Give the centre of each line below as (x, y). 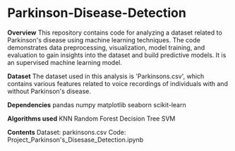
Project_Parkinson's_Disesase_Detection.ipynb (76, 140)
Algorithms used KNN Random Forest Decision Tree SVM (91, 119)
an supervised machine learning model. (65, 62)
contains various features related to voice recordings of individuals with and (117, 83)
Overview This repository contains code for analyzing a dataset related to (115, 32)
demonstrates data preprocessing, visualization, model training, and (106, 47)
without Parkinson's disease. (49, 91)
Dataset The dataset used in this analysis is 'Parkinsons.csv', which (106, 76)
